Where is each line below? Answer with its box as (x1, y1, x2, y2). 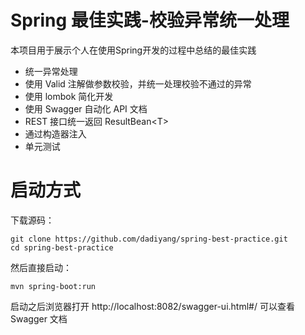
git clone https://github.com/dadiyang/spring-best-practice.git (10, 234, 288, 244)
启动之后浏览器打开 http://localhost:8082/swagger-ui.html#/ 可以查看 (10, 300, 295, 312)
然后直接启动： (10, 261, 72, 273)
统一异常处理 (24, 65, 78, 77)
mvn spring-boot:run (10, 281, 97, 291)
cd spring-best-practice (10, 242, 114, 253)
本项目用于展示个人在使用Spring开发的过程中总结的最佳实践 (10, 44, 257, 56)
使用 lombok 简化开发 (24, 90, 114, 102)
